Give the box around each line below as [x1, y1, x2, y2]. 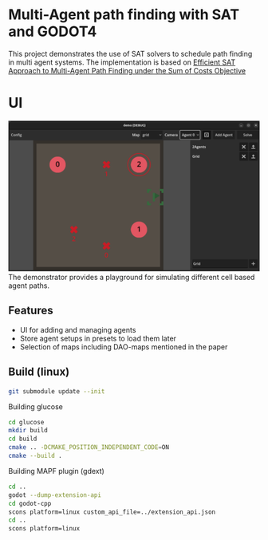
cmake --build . [8, 452, 62, 460]
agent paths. [8, 281, 50, 290]
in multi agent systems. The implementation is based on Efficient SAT [8, 57, 236, 67]
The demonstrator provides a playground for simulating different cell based [8, 273, 255, 282]
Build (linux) [8, 365, 70, 379]
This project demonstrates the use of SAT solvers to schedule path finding [8, 49, 253, 58]
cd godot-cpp [8, 499, 52, 507]
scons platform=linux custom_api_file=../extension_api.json [8, 508, 216, 516]
